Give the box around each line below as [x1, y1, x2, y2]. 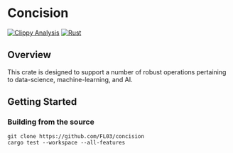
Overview [7, 49, 52, 61]
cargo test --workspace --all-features [7, 140, 126, 147]
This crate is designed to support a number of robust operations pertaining [7, 67, 227, 76]
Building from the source [7, 117, 94, 127]
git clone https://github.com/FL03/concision [7, 133, 144, 140]
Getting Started [7, 96, 77, 108]
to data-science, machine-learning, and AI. [7, 75, 133, 84]
